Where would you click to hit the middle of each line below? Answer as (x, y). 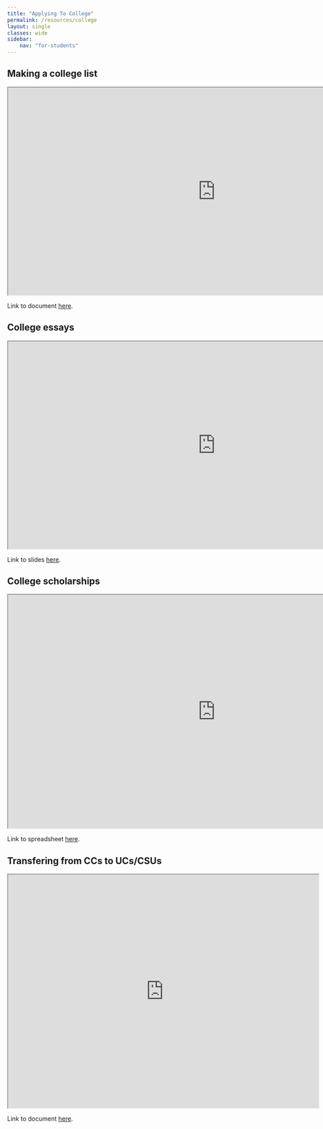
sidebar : (20, 39)
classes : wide (28, 33)
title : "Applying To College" (51, 13)
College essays (41, 328)
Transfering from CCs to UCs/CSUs (85, 861)
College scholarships (54, 581)
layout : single (29, 26)
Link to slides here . (34, 559)
